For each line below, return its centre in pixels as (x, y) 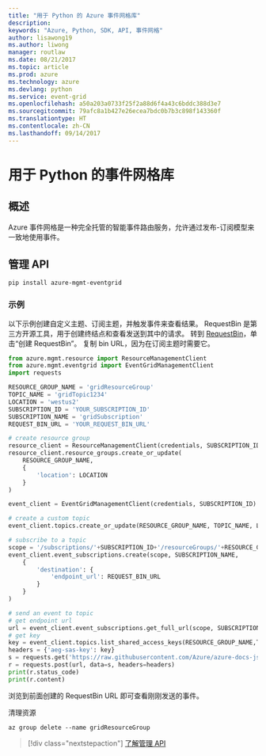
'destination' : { (65, 570)
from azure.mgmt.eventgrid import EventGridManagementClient (111, 366)
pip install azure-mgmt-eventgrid (65, 283)
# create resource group (49, 439)
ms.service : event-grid (47, 97)
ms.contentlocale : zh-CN (49, 126)
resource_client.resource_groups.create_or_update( (95, 453)
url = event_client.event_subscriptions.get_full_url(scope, (111, 628)
